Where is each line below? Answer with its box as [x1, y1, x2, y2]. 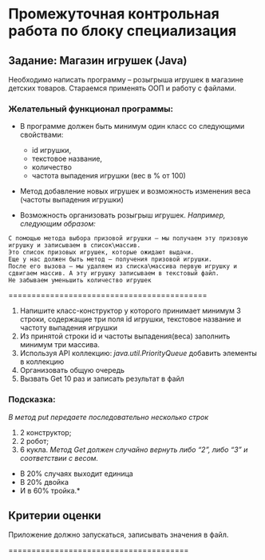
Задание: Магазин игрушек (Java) [8, 54, 188, 67]
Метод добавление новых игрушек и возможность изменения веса [19, 186, 251, 196]
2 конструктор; [19, 427, 72, 437]
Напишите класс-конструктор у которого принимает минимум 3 [19, 306, 241, 316]
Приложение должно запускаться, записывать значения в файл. [8, 530, 229, 540]
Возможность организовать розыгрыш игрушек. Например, [19, 210, 226, 220]
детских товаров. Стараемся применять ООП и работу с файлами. [8, 83, 237, 93]
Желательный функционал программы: [8, 103, 174, 114]
